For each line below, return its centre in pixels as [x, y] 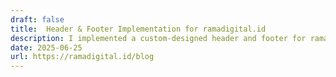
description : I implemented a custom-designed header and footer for [158, 38]
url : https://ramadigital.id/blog [82, 57]
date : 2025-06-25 [46, 47]
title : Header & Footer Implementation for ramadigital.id [138, 29]
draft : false [37, 19]
